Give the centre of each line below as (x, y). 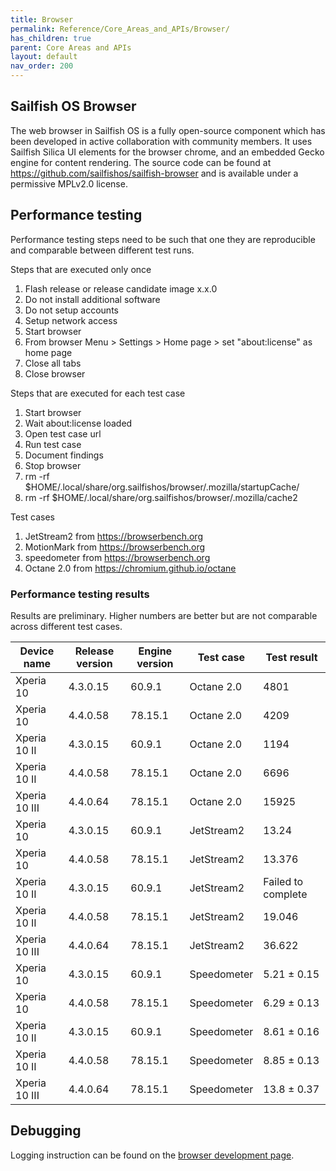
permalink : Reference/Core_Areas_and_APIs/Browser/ (120, 29)
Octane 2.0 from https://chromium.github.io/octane (130, 568)
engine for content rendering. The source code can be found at (141, 162)
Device (37, 651)
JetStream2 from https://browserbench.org (113, 536)
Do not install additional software (92, 299)
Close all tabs (53, 363)
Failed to (283, 881)
